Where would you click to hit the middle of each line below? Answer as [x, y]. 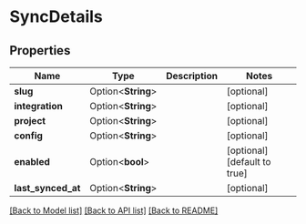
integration [39, 106]
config [29, 136]
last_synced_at [47, 188]
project [30, 121]
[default [244, 162]
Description [192, 76]
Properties [40, 51]
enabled [32, 162]
